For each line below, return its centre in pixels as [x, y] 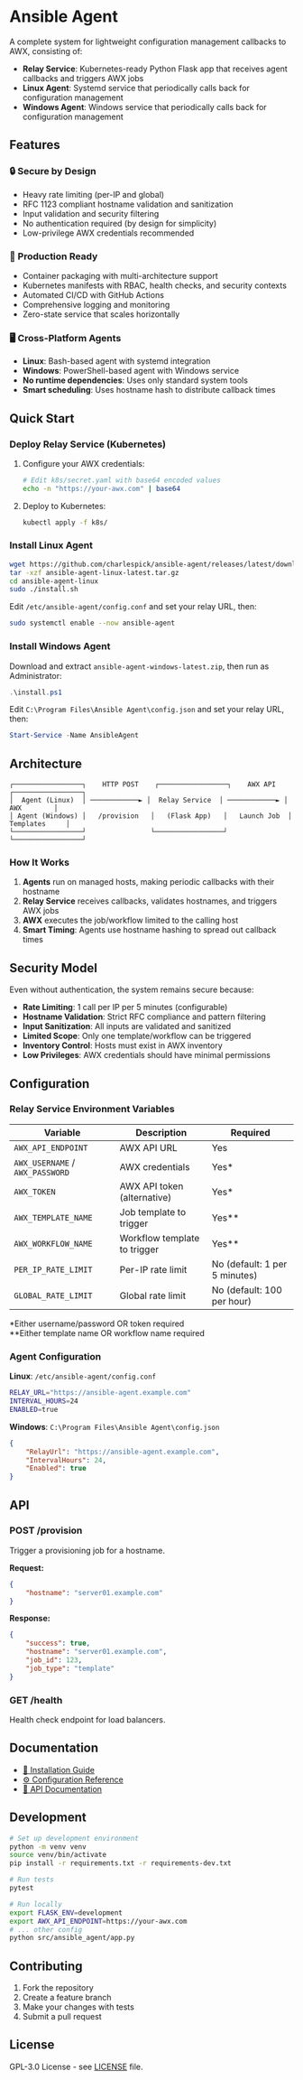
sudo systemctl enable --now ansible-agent [92, 623]
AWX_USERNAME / [45, 1162]
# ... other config [46, 1929]
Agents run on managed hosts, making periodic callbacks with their [148, 882]
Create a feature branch [67, 1998]
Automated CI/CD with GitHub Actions [93, 294]
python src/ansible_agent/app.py [72, 1938]
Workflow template [160, 1238]
